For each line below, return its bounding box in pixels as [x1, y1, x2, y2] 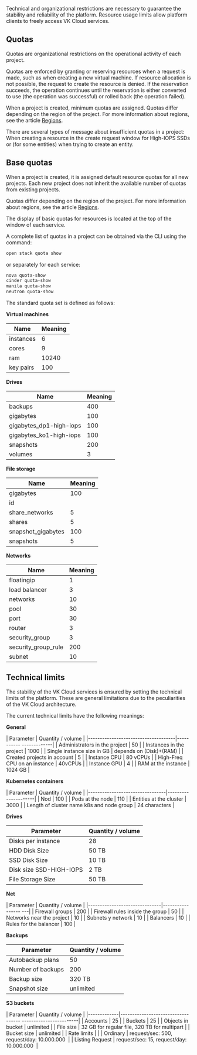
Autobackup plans [9, 956, 60, 964]
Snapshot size [9, 984, 48, 993]
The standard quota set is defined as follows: [6, 300, 116, 306]
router [9, 624, 26, 632]
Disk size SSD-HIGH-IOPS [9, 865, 83, 874]
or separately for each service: [6, 261, 80, 268]
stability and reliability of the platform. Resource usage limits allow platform [6, 11, 188, 18]
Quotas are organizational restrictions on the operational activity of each [6, 50, 181, 57]
